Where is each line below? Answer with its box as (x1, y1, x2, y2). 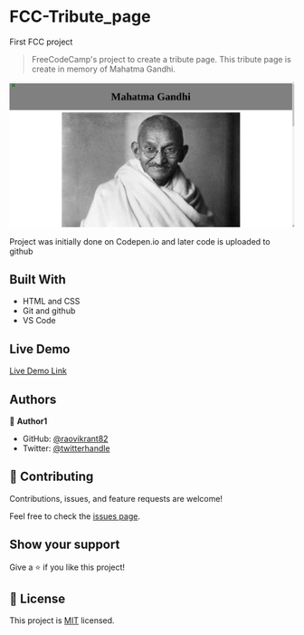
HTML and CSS (22, 296, 81, 307)
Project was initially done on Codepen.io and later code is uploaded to (9, 236, 271, 246)
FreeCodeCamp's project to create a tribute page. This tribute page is (31, 53, 291, 64)
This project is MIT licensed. (9, 615, 115, 626)
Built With (9, 272, 66, 287)
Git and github (22, 305, 76, 316)
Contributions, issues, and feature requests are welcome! (9, 493, 223, 504)
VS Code (22, 315, 56, 326)
